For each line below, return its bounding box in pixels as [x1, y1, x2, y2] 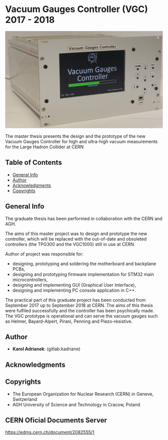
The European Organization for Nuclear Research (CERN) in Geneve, [12, 391, 154, 397]
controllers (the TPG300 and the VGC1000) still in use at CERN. [5, 241, 135, 247]
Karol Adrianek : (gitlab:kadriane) [12, 346, 81, 352]
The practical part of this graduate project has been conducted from [5, 297, 146, 303]
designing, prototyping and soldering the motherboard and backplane [12, 261, 156, 267]
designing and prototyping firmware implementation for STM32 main [12, 271, 154, 277]
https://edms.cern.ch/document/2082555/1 [5, 429, 95, 435]
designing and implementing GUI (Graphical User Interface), [12, 282, 136, 288]
